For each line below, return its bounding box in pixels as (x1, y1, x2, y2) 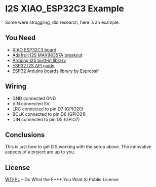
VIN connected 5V (12, 100, 50, 106)
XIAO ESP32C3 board (12, 47, 57, 52)
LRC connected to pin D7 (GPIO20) (12, 106, 84, 112)
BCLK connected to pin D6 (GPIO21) (12, 111, 86, 117)
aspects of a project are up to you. (5, 149, 76, 155)
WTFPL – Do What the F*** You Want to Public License (5, 177, 119, 183)
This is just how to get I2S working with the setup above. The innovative (5, 144, 152, 150)
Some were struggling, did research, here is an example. (5, 19, 120, 25)
